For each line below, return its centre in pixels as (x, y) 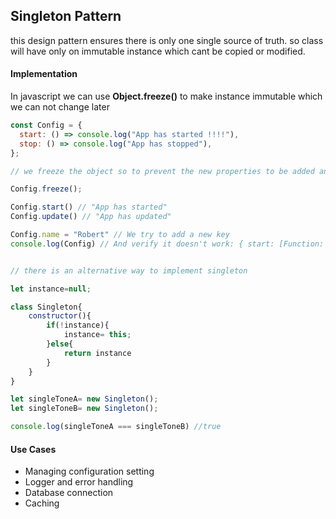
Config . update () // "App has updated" (91, 217)
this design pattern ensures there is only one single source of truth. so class (167, 40)
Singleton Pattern (66, 16)
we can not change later (60, 107)
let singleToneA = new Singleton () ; (84, 399)
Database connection (69, 493)
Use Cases (33, 449)
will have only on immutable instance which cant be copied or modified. (158, 51)
